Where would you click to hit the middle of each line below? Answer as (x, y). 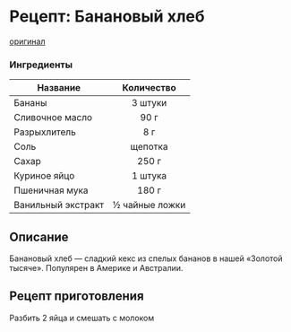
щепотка (149, 147)
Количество (149, 88)
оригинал (27, 41)
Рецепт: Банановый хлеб (107, 17)
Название (59, 88)
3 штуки (149, 103)
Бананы (30, 103)
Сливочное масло (53, 118)
